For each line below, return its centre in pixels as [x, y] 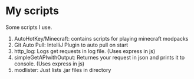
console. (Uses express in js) [49, 64]
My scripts [32, 11]
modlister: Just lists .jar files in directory [63, 70]
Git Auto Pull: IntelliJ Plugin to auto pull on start [71, 45]
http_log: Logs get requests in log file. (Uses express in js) [85, 51]
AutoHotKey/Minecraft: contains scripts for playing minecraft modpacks [101, 38]
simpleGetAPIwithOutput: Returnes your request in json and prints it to [99, 57]
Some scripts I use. [29, 27]
